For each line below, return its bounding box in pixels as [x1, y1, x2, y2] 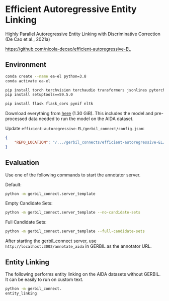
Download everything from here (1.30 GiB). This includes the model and [5, 111, 153, 117]
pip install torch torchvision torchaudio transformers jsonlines [5, 87, 147, 92]
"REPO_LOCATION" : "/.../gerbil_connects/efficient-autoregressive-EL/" [14, 140, 167, 145]
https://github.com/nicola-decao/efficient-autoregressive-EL [5, 46, 131, 52]
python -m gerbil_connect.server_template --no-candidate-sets [5, 210, 141, 215]
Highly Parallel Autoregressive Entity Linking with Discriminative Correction [5, 31, 161, 37]
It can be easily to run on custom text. [5, 276, 84, 282]
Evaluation [5, 158, 39, 167]
